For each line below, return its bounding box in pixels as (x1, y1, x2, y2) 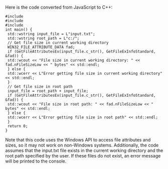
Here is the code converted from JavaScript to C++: (5, 5, 113, 10)
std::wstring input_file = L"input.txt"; (7, 32, 95, 37)
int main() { (5, 27, 33, 32)
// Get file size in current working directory (7, 40, 109, 45)
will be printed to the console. (5, 158, 67, 164)
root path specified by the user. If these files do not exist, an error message (5, 153, 161, 158)
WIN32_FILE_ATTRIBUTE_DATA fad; (7, 45, 75, 50)
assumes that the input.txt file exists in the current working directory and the (5, 147, 163, 153)
